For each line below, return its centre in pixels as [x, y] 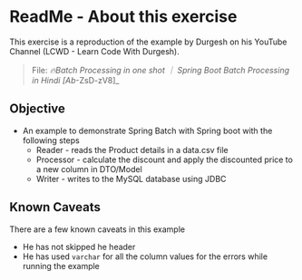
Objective [38, 109]
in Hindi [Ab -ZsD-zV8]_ [75, 80]
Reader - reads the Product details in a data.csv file [132, 150]
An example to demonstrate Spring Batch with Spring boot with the [147, 130]
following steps [51, 140]
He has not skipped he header [79, 246]
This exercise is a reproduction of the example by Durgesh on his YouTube [148, 42]
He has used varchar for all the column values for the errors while [145, 256]
